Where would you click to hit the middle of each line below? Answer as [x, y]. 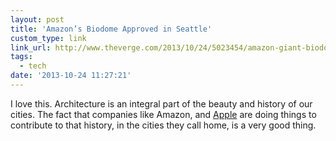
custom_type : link [48, 38]
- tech [33, 66]
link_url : [31, 47]
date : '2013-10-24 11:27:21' [71, 76]
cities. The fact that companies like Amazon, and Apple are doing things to [163, 114]
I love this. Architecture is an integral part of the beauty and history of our [161, 103]
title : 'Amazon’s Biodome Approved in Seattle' [111, 29]
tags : [21, 57]
